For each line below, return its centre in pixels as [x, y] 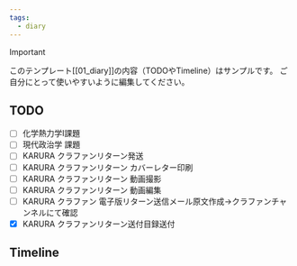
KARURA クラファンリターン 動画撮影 [92, 179]
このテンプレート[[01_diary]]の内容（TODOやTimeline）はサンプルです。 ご [148, 70]
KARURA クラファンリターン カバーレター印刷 [108, 167]
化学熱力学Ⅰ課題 [51, 133]
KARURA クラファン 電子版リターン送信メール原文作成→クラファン [147, 201]
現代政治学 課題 [51, 144]
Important [27, 51]
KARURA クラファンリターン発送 [83, 156]
